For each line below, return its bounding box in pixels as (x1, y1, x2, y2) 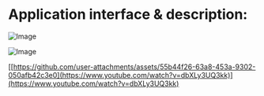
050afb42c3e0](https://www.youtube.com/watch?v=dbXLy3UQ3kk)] (8, 70, 233, 79)
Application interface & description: (8, 6, 248, 24)
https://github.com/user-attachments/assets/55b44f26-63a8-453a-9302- (13, 61, 256, 72)
